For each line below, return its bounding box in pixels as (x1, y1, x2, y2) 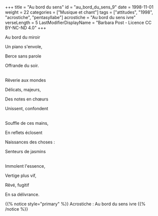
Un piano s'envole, (5, 44, 43, 49)
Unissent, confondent (5, 106, 49, 111)
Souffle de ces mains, (5, 120, 49, 126)
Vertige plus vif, (5, 173, 36, 178)
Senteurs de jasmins (5, 149, 46, 154)
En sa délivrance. (5, 192, 40, 197)
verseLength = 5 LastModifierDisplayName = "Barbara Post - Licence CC (5, 20, 152, 25)
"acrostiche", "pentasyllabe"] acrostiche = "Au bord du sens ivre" (5, 15, 136, 20)
